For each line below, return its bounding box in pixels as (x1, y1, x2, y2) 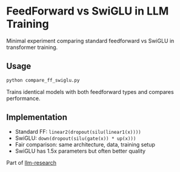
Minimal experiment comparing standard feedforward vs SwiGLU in (6, 37, 175, 44)
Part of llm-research (6, 159, 56, 167)
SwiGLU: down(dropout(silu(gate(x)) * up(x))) (15, 134, 136, 142)
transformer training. (6, 44, 58, 51)
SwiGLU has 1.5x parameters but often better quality (15, 147, 146, 155)
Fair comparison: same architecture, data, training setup (15, 141, 156, 148)
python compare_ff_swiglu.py (6, 77, 80, 83)
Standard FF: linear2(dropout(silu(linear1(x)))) (15, 128, 141, 136)
